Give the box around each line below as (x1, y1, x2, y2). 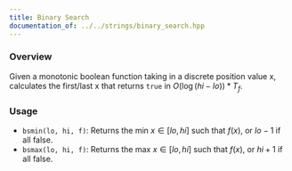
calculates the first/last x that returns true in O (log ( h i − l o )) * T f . (9, 80, 243, 94)
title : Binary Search (9, 12, 90, 22)
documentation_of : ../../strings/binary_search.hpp (9, 21, 205, 30)
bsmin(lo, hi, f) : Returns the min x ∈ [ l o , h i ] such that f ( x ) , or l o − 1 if (21, 125, 281, 135)
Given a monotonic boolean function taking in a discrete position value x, (9, 70, 277, 81)
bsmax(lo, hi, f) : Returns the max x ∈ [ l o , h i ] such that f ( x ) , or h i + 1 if (21, 143, 283, 154)
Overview (9, 51, 53, 63)
